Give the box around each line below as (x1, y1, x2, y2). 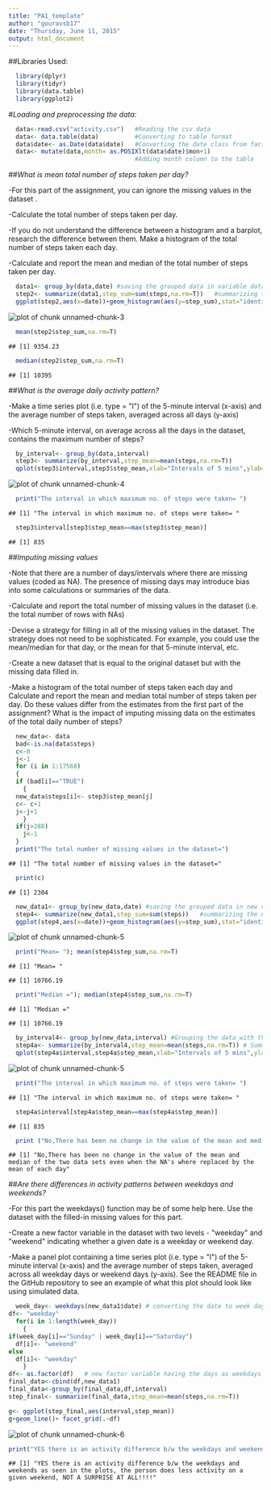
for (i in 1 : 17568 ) (15, 762, 81, 771)
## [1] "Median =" (8, 1005, 70, 1014)
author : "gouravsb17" (8, 19, 81, 28)
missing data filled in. (8, 667, 79, 676)
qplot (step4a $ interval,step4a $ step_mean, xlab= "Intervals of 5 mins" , (15, 1048, 254, 1056)
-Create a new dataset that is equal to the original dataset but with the (8, 658, 241, 667)
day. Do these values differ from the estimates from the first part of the (8, 699, 244, 709)
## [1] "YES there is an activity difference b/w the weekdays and (8, 1459, 240, 1468)
